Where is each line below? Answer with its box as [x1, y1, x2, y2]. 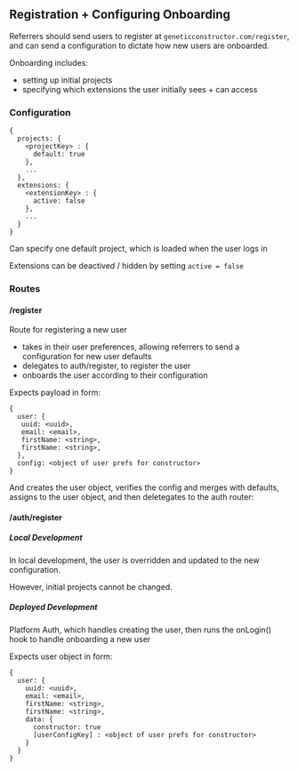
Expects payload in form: [9, 387, 101, 398]
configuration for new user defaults [21, 351, 152, 362]
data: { [25, 715, 53, 724]
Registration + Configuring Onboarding [9, 7, 231, 22]
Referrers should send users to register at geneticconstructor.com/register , [9, 30, 290, 41]
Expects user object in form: [9, 651, 113, 662]
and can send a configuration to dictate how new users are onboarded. [9, 40, 270, 51]
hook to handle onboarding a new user [9, 633, 151, 644]
